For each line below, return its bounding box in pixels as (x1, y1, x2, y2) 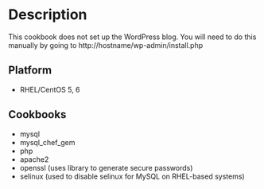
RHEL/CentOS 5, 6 (19, 85, 81, 94)
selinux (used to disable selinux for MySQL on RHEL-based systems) (19, 171, 245, 181)
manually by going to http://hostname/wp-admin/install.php (8, 40, 204, 49)
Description (8, 6, 87, 24)
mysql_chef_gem (19, 137, 76, 147)
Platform (8, 64, 52, 77)
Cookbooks (8, 108, 67, 121)
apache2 (19, 154, 49, 164)
